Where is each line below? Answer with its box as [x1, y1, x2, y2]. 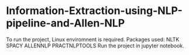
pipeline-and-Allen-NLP [6, 16, 125, 30]
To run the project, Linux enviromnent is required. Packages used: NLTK [6, 36, 180, 43]
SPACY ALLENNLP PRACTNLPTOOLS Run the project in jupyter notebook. [6, 42, 184, 49]
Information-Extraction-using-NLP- [6, 4, 183, 18]
